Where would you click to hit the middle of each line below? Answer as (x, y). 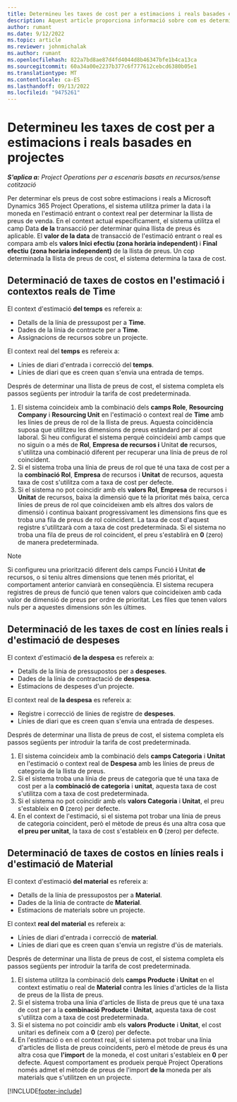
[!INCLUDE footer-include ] (45, 1091)
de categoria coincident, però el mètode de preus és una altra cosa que (121, 823)
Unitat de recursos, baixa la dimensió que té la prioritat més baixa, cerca (123, 497)
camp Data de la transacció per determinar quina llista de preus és (104, 229)
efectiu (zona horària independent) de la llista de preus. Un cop (101, 251)
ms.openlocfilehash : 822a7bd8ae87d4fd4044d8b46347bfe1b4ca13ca (102, 60)
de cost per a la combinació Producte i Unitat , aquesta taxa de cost (117, 1009)
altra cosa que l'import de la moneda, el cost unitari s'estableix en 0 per (122, 1055)
